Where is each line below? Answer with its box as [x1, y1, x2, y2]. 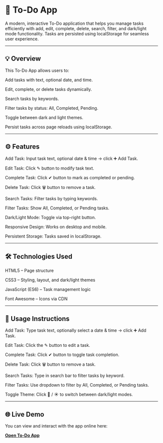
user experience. [5, 36, 39, 42]
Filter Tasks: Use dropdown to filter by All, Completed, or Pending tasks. [5, 382, 149, 388]
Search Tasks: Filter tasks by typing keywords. [5, 195, 98, 201]
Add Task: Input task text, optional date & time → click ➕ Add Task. [5, 155, 138, 161]
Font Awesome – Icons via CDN [5, 296, 68, 302]
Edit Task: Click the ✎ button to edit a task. [5, 342, 91, 348]
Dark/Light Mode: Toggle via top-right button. [5, 214, 96, 220]
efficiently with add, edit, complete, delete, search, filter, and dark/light [5, 25, 147, 31]
